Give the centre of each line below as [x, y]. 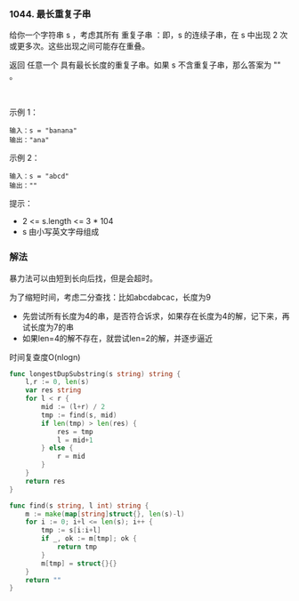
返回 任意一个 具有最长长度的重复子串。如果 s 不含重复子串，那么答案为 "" [145, 65]
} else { [57, 448]
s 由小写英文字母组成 [61, 232]
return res [45, 481]
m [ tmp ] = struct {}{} [79, 563]
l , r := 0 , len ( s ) [57, 382]
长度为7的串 [52, 327]
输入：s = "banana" [43, 131]
